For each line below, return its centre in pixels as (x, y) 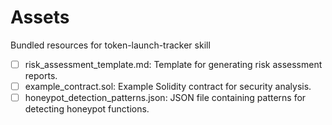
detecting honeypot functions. (87, 109)
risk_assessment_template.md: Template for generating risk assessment (173, 64)
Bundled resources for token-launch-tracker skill (110, 45)
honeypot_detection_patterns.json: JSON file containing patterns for (165, 98)
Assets (40, 17)
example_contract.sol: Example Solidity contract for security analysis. (168, 86)
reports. (41, 75)
